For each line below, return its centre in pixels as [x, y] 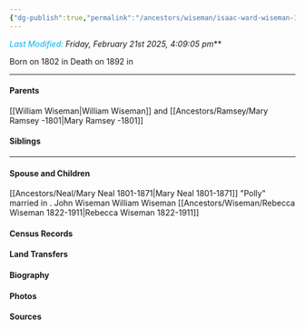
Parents [25, 91]
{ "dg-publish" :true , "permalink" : [73, 18]
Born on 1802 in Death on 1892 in [71, 61]
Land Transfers [39, 254]
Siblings [25, 141]
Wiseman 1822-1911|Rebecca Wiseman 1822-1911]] [104, 213]
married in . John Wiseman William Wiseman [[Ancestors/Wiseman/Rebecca [152, 203]
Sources [26, 317]
